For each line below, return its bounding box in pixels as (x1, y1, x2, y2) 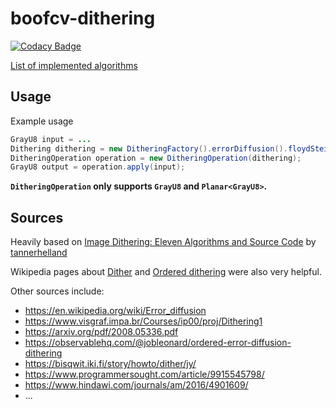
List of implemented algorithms (10, 59, 138, 71)
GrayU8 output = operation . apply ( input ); (10, 162, 186, 172)
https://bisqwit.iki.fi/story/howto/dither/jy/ (24, 358, 197, 370)
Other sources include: (10, 285, 105, 297)
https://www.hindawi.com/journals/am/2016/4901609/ (24, 379, 249, 391)
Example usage (10, 115, 74, 127)
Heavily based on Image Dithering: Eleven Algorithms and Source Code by (10, 236, 317, 248)
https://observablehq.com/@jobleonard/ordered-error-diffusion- (24, 337, 292, 349)
